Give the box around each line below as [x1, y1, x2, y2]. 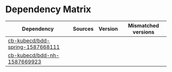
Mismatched [127, 22, 160, 29]
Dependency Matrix [5, 4, 91, 15]
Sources [73, 25, 94, 32]
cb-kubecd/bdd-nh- [8, 52, 60, 59]
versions [133, 28, 155, 35]
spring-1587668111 [8, 43, 60, 51]
